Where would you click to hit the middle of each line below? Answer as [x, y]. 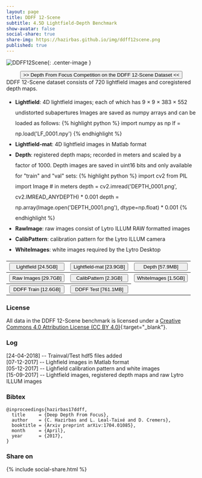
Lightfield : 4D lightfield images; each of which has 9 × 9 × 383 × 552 [101, 102]
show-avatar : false [31, 29]
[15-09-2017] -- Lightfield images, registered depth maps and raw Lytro [95, 375]
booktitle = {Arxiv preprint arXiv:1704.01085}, [74, 425]
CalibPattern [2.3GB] [99, 278]
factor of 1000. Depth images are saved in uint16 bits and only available [103, 165]
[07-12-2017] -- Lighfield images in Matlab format [68, 362]
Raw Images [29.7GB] [37, 278]
